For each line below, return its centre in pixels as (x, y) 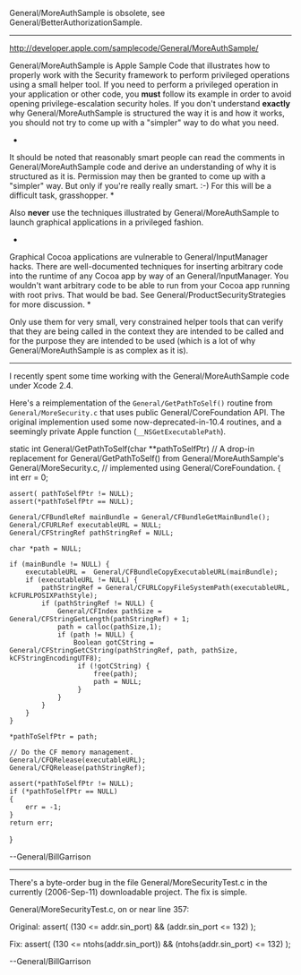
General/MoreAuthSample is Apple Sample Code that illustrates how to (140, 65)
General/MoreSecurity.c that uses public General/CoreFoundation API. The (147, 412)
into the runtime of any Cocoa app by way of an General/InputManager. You (149, 276)
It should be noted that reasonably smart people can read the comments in (147, 157)
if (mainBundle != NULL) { (60, 564)
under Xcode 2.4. (41, 385)
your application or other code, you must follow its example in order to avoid (150, 94)
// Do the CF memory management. (72, 752)
